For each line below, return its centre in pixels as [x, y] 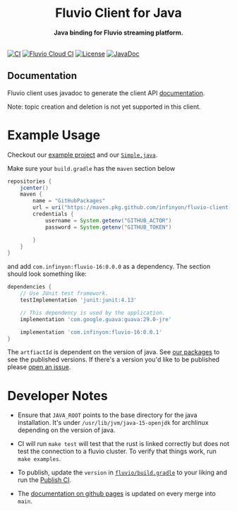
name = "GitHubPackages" [69, 201]
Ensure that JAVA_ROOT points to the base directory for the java [107, 415]
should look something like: [47, 274]
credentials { [53, 214]
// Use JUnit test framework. [65, 294]
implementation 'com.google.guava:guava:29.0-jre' [96, 319]
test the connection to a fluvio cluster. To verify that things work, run [117, 451]
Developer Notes [57, 396]
